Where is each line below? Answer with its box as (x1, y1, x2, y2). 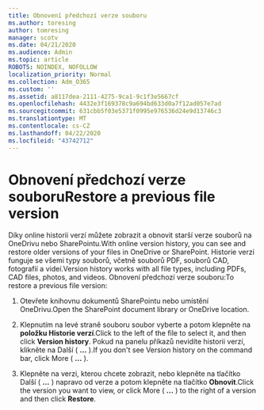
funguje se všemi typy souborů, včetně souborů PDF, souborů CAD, (8, 256, 230, 265)
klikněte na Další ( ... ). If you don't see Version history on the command (19, 345, 253, 355)
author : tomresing (8, 26, 69, 34)
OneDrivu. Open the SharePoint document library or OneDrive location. (19, 305, 250, 314)
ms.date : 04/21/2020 (8, 41, 77, 49)
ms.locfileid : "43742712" (8, 136, 94, 145)
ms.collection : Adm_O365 (8, 78, 90, 85)
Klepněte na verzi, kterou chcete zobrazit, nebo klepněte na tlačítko (19, 369, 241, 378)
